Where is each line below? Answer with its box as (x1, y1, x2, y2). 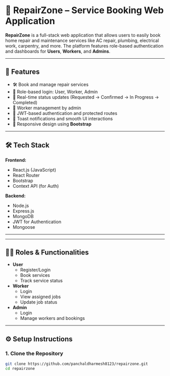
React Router (12, 172, 40, 178)
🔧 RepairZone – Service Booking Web (5, 5, 164, 16)
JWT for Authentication (12, 219, 62, 225)
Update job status (20, 299, 58, 305)
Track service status (20, 278, 63, 284)
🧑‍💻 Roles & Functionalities (5, 248, 89, 257)
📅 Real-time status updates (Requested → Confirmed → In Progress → (12, 94, 159, 100)
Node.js (12, 202, 29, 208)
